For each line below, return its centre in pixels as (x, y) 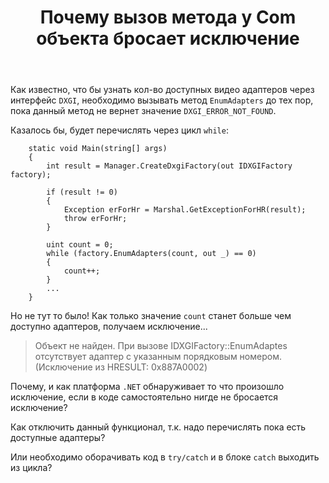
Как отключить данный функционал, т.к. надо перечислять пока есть (158, 427)
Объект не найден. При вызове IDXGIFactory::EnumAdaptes (161, 346)
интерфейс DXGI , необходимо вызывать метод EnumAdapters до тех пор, (162, 100)
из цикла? (31, 468)
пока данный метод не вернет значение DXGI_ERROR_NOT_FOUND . (143, 111)
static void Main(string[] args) (98, 149)
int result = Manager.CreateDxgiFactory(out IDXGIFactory (169, 166)
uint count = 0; (80, 245)
